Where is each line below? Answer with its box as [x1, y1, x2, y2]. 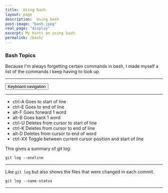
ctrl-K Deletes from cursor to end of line [12, 125, 95, 131]
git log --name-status [5, 178, 52, 183]
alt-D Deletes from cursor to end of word [12, 131, 96, 137]
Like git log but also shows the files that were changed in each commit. [5, 169, 154, 175]
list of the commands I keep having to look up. [5, 69, 100, 75]
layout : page [5, 12, 32, 17]
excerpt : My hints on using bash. [5, 31, 77, 36]
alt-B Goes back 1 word [12, 115, 61, 121]
